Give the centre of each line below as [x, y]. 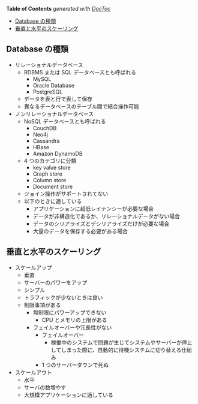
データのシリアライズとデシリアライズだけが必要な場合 [101, 224]
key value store [52, 167]
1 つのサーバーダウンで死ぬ [75, 364]
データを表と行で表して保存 [58, 99]
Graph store [48, 174]
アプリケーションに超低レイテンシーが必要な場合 [93, 209]
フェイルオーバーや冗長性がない [72, 327]
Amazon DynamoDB [58, 153]
